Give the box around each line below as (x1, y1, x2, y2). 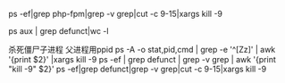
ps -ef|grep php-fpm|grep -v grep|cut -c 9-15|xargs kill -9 (8, 9, 223, 19)
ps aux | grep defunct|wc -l (8, 26, 109, 36)
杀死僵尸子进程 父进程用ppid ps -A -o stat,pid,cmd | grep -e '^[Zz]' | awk (8, 45, 276, 54)
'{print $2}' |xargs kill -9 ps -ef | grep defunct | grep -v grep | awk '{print (8, 54, 276, 64)
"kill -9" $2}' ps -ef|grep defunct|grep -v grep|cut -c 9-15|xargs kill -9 (8, 63, 267, 74)
